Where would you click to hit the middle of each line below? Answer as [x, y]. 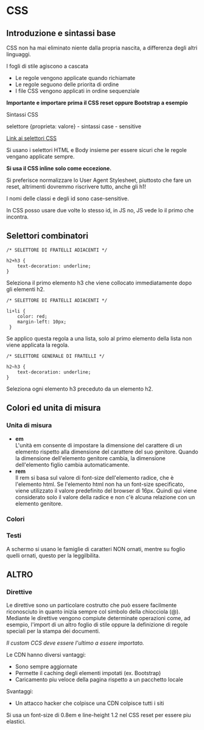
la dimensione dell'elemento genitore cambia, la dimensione [90, 458]
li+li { [16, 311]
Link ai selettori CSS [31, 138]
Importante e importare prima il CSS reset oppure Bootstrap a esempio [97, 103]
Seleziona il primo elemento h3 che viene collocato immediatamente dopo [99, 283]
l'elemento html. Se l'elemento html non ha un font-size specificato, [100, 484]
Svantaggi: [20, 692]
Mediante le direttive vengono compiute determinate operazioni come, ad [98, 618]
